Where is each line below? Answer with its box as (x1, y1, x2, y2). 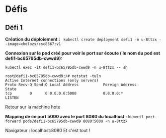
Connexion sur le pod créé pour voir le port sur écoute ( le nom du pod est (5, 50, 161, 56)
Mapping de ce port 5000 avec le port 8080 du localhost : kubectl (5, 114, 144, 119)
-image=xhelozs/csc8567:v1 (5, 42, 61, 46)
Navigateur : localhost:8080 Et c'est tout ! (5, 128, 90, 133)
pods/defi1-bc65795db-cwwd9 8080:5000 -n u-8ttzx (23, 119, 128, 124)
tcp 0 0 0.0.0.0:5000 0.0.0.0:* (5, 91, 123, 96)
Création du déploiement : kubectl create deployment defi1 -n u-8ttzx (5, 36, 157, 42)
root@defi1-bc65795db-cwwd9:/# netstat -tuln (5, 74, 101, 79)
